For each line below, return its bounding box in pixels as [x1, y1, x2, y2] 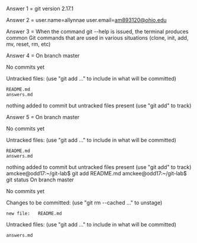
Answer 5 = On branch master [6, 114, 80, 120]
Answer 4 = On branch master [6, 52, 80, 59]
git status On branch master [6, 176, 75, 183]
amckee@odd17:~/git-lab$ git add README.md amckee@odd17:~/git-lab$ [6, 170, 188, 177]
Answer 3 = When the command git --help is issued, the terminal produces [6, 28, 189, 35]
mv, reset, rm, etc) [6, 41, 51, 47]
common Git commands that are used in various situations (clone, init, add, [6, 34, 189, 41]
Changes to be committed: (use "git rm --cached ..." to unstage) [6, 199, 163, 206]
